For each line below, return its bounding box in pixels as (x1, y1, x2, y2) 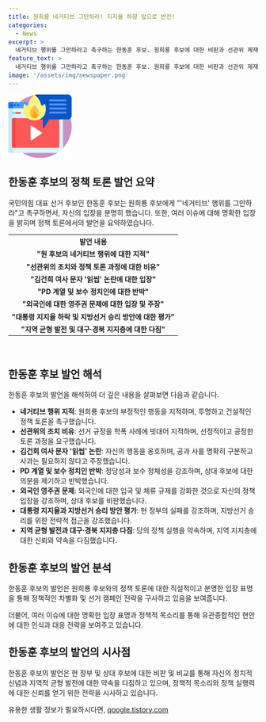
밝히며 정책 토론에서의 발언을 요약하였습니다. (16, 218, 154, 227)
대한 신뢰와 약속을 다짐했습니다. (19, 536, 117, 545)
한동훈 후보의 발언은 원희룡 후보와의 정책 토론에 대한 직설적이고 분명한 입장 (8, 583, 239, 593)
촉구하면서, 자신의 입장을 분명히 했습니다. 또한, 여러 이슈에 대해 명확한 (26, 208, 241, 217)
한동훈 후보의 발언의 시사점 (8, 646, 131, 659)
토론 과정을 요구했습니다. (19, 437, 97, 446)
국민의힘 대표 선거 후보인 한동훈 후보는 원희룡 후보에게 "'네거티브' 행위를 (8, 198, 231, 208)
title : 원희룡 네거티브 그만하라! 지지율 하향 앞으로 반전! (8, 13, 176, 21)
